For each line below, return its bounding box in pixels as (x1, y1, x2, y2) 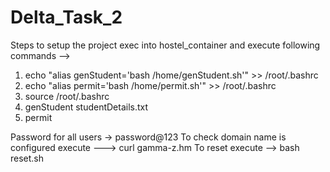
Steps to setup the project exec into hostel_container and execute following (10, 39, 321, 51)
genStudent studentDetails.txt (24, 101, 149, 113)
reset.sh (10, 152, 45, 164)
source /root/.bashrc (24, 90, 110, 102)
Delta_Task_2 (10, 6, 123, 29)
